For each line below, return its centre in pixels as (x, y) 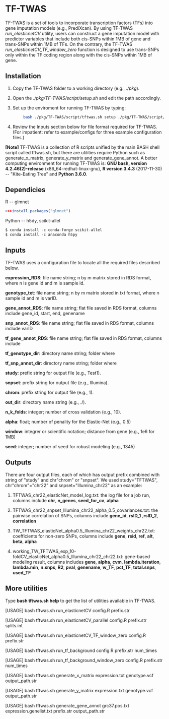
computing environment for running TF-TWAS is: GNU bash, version (76, 163)
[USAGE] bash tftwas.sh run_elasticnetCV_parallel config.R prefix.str (76, 620)
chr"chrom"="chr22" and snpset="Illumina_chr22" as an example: (74, 485)
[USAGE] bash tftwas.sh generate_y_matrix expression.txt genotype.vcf (79, 690)
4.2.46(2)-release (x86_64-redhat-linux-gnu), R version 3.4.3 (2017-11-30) (84, 168)
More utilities (26, 589)
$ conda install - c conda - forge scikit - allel (54, 230)
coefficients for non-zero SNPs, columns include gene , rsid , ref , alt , (83, 536)
